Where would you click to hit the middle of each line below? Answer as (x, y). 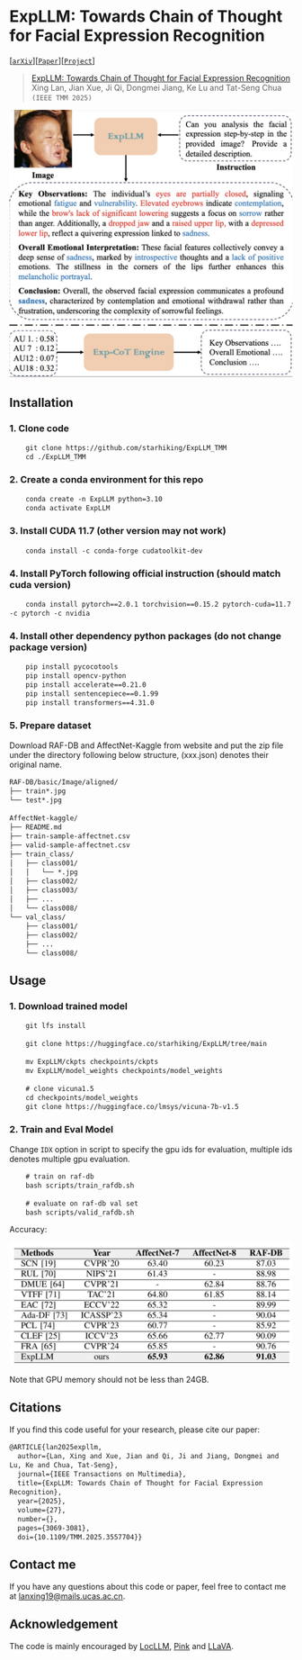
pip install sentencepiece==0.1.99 (92, 694)
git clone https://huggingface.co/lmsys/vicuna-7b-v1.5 (133, 1107)
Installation (41, 402)
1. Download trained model (68, 1006)
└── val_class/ (38, 917)
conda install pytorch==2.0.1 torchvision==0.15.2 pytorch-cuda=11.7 (159, 604)
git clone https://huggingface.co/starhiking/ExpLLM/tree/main (147, 1044)
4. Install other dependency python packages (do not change (145, 636)
